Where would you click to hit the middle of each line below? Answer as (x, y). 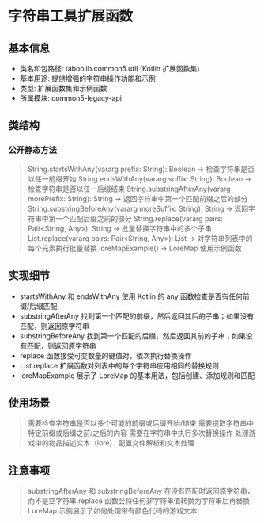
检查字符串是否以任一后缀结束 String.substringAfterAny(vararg (129, 189)
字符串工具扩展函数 (71, 16)
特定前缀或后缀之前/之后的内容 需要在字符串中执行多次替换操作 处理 (138, 433)
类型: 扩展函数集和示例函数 (63, 88)
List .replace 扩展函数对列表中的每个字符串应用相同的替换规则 (119, 365)
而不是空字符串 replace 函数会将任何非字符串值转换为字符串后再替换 (139, 501)
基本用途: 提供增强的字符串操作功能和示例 (87, 78)
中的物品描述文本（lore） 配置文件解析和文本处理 (115, 443)
